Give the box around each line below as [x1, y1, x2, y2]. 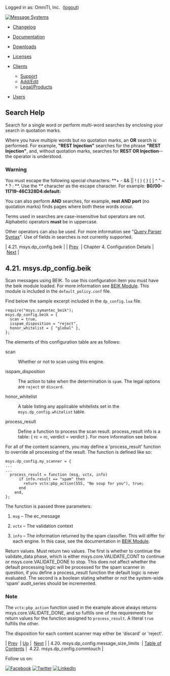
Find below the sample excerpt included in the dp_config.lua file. [5, 298, 142, 304]
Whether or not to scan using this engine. [18, 358, 105, 364]
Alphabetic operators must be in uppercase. [5, 219, 98, 225]
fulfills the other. [5, 621, 40, 627]
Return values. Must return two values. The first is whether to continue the [5, 548, 161, 554]
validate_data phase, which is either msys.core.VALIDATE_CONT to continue [5, 553, 165, 559]
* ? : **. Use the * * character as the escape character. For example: [5, 183, 146, 189]
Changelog [12, 24, 36, 30]
